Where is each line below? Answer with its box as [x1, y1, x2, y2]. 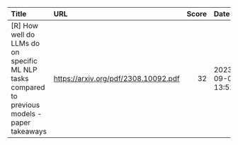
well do [11, 30, 35, 39]
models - [11, 109, 42, 118]
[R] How [11, 21, 39, 30]
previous [11, 100, 40, 110]
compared [11, 82, 45, 92]
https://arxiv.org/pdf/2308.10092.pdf [53, 74, 180, 83]
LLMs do [11, 39, 40, 48]
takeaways [11, 127, 47, 136]
